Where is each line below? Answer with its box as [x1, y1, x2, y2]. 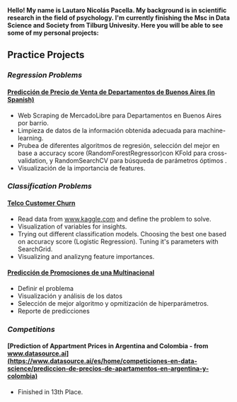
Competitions [7, 324, 55, 334]
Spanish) [7, 95, 35, 103]
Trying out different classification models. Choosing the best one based [17, 229, 226, 238]
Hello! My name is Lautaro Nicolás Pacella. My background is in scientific [7, 6, 227, 14]
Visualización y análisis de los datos [17, 292, 122, 300]
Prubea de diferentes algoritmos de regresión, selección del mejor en [17, 141, 220, 149]
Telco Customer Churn [7, 199, 76, 207]
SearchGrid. [17, 244, 53, 253]
